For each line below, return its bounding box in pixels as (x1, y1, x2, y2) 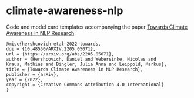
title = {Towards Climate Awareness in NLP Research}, (6, 66, 143, 72)
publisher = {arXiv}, (6, 71, 59, 77)
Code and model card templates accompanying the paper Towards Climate (6, 23, 188, 30)
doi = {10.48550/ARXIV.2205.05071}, (6, 45, 96, 52)
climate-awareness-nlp (6, 4, 123, 17)
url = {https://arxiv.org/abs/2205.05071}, (6, 51, 115, 57)
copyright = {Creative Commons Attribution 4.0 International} (6, 82, 165, 87)
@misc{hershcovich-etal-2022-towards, (6, 41, 101, 47)
